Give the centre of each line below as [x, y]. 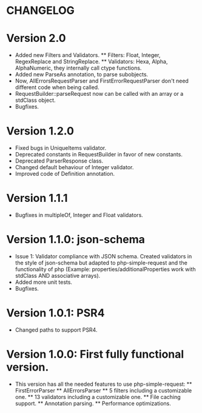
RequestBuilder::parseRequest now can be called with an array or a [99, 94]
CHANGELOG [40, 11]
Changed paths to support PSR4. [56, 330]
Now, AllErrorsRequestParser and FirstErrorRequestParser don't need [102, 81]
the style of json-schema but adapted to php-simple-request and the [101, 263]
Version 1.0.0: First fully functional [95, 354]
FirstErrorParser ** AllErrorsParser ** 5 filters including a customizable [103, 390]
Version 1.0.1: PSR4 [56, 313]
